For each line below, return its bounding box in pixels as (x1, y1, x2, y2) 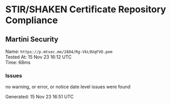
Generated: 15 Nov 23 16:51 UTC (5, 94, 74, 100)
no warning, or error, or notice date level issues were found (5, 84, 131, 90)
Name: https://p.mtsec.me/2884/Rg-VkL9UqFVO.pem (5, 49, 113, 54)
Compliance (5, 14, 58, 26)
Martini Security (5, 35, 59, 44)
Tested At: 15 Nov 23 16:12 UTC (5, 54, 72, 60)
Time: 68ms (5, 59, 31, 65)
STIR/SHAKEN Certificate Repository (5, 4, 166, 15)
